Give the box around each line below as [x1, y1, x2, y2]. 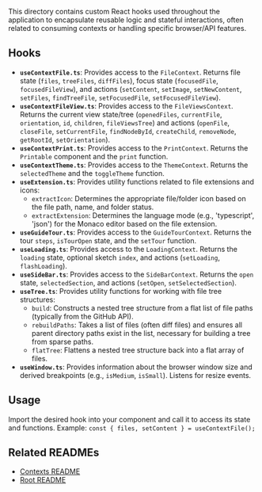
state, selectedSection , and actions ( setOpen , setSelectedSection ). [19, 277, 237, 288]
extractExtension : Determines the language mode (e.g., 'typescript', [31, 210, 255, 220]
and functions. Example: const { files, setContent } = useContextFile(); [8, 423, 256, 433]
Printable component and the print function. [19, 151, 169, 161]
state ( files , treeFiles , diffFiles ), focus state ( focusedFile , [19, 75, 219, 86]
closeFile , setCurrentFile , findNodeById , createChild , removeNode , [19, 126, 237, 135]
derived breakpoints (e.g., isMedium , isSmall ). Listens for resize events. [19, 370, 252, 379]
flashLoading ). [19, 261, 67, 270]
